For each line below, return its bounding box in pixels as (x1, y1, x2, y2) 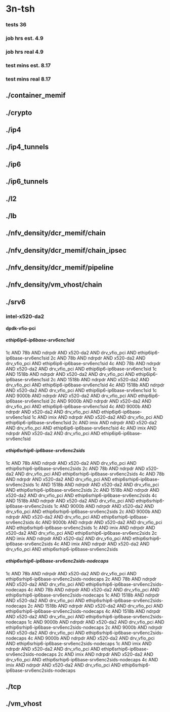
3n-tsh (6, 3, 35, 15)
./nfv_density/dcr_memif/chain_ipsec (6, 246, 127, 255)
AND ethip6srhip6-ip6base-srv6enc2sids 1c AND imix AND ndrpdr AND (6, 525, 156, 531)
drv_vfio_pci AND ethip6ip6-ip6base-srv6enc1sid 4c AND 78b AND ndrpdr (6, 361, 161, 367)
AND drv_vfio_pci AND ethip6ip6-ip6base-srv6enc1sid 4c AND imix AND (6, 425, 157, 431)
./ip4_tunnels (6, 143, 49, 151)
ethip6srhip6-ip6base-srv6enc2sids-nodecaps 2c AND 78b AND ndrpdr (6, 576, 157, 582)
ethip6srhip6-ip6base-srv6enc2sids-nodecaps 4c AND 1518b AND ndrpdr (6, 608, 161, 614)
